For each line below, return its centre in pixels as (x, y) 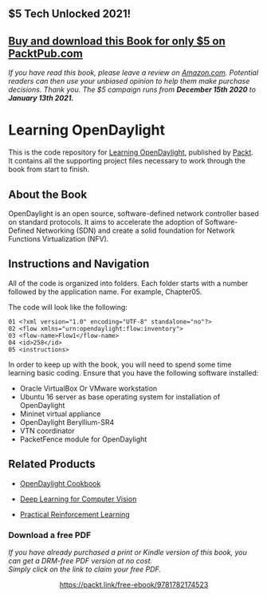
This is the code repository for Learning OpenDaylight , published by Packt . (131, 152)
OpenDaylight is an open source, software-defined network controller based (133, 213)
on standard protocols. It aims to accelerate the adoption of (106, 222)
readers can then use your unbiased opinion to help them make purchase (129, 81)
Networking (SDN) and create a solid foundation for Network (135, 230)
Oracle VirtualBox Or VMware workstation (88, 388)
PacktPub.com (46, 53)
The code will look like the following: (68, 307)
